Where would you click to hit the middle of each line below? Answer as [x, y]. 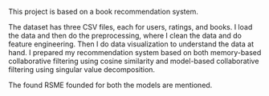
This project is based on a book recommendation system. [103, 12]
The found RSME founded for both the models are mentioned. [110, 85]
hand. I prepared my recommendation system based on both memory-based [135, 52]
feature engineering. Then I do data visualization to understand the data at [131, 44]
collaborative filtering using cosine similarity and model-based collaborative [134, 61]
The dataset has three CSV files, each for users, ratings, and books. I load [130, 27]
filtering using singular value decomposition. [82, 70]
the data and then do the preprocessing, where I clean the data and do [125, 36]
